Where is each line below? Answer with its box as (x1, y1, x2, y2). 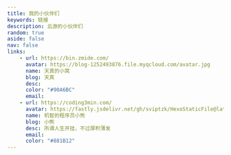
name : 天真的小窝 (25, 67, 70, 74)
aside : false (7, 36, 45, 43)
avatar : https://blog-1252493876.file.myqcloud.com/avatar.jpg (25, 61, 211, 68)
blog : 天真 (25, 73, 55, 81)
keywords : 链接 (7, 16, 49, 23)
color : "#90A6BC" (25, 86, 76, 93)
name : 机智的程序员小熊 (25, 112, 86, 119)
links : (7, 49, 26, 56)
